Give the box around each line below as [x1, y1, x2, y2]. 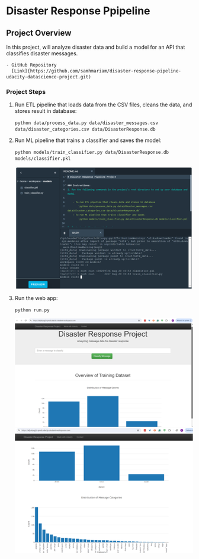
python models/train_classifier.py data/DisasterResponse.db [14, 150, 169, 156]
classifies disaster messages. [6, 50, 78, 57]
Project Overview [6, 28, 72, 38]
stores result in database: [14, 108, 77, 115]
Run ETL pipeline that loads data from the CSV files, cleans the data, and [14, 101, 192, 108]
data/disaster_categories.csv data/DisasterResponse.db [14, 127, 156, 132]
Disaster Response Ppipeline [6, 4, 150, 18]
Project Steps [6, 87, 46, 96]
